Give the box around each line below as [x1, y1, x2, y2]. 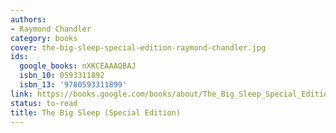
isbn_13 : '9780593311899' [19, 80, 128, 90]
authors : [10, 14, 47, 25]
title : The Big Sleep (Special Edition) [10, 107, 182, 118]
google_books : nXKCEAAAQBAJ [19, 61, 137, 71]
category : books [10, 33, 78, 43]
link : [10, 89, 33, 99]
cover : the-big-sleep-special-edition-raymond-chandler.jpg [10, 42, 267, 53]
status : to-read [10, 98, 78, 108]
